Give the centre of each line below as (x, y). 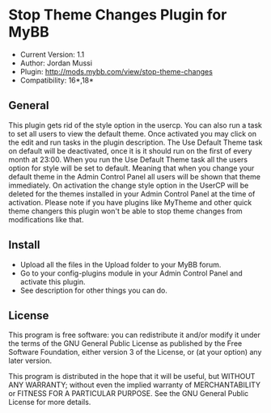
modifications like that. (46, 219)
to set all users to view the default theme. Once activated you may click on (133, 133)
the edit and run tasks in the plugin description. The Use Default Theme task (135, 142)
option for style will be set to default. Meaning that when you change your (131, 168)
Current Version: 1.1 (52, 54)
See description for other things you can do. (93, 290)
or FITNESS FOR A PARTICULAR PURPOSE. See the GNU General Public (129, 394)
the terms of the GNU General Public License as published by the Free (125, 343)
